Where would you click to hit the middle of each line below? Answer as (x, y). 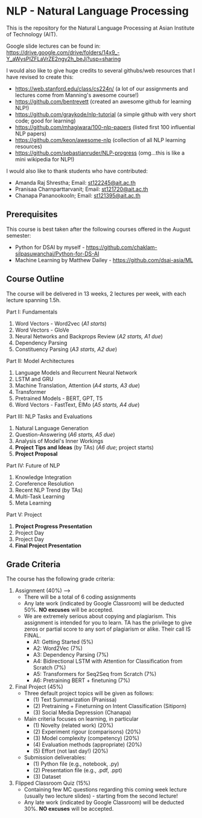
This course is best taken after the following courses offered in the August (98, 229)
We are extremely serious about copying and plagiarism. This (100, 616)
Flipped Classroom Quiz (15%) (52, 783)
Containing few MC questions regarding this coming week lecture (105, 790)
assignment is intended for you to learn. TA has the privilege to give (108, 623)
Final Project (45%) (39, 687)
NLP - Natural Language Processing (97, 11)
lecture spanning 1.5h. (34, 300)
